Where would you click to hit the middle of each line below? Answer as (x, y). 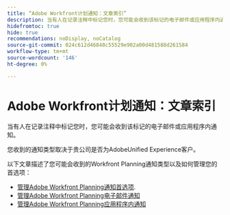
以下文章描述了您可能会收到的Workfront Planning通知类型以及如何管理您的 (112, 164)
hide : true (23, 32)
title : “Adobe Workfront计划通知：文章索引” (67, 13)
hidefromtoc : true (33, 26)
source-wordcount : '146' (42, 58)
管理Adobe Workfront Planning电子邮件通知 (78, 195)
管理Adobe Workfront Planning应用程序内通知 (81, 204)
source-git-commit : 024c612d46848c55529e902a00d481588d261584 (98, 45)
